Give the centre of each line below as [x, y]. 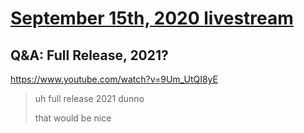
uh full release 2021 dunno [89, 98]
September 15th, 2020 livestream [152, 18]
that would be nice [73, 118]
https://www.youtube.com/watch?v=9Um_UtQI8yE [114, 79]
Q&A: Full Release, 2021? [89, 55]
